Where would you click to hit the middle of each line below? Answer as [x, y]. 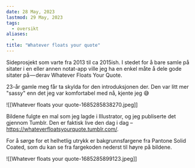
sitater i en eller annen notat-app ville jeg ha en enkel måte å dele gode [94, 68]
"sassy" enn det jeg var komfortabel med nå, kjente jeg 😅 [78, 93]
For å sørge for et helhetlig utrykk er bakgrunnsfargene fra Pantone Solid [96, 140]
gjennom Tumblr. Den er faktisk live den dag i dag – [70, 122]
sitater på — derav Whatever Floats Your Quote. [64, 75]
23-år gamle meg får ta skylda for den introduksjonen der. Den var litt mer [97, 86]
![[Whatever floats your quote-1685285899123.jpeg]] [72, 158]
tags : [13, 23]
